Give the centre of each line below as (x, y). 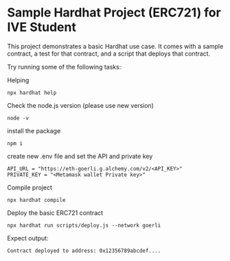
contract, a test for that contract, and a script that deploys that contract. (109, 54)
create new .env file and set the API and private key (80, 156)
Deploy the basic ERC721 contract (55, 213)
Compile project (30, 188)
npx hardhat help (32, 93)
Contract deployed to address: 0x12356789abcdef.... (84, 251)
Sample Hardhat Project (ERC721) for (114, 13)
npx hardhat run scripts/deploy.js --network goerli (84, 225)
